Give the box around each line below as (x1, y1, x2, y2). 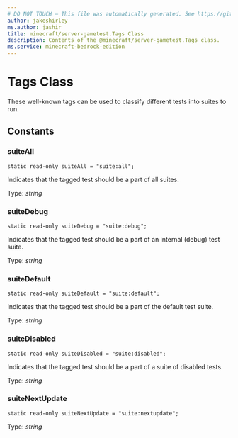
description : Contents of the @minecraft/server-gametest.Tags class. (7, 37, 220, 44)
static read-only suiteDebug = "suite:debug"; (7, 223, 147, 230)
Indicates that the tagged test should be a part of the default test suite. (7, 303, 214, 311)
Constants (7, 125, 55, 137)
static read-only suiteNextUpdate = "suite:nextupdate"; (7, 410, 179, 417)
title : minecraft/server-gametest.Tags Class (7, 30, 144, 38)
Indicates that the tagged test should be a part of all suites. (7, 175, 179, 184)
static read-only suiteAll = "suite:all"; (7, 162, 135, 170)
